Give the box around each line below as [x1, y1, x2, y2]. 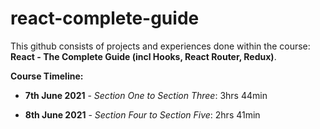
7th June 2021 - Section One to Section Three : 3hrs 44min [24, 89, 268, 101]
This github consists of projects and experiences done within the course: [10, 40, 311, 52]
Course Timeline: [10, 70, 84, 82]
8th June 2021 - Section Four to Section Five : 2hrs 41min [24, 108, 261, 121]
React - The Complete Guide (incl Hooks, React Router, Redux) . [10, 50, 277, 62]
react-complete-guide [10, 7, 200, 30]
